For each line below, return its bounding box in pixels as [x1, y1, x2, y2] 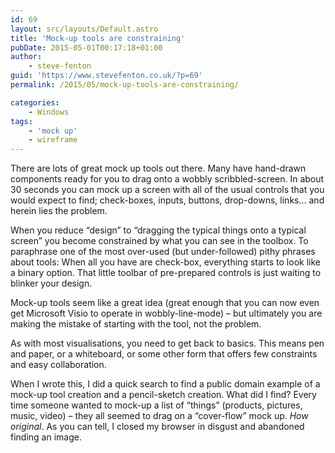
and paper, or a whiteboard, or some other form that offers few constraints [10, 348, 318, 360]
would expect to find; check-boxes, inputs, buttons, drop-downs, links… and [10, 194, 325, 206]
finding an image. [10, 431, 82, 443]
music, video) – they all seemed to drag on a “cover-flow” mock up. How [10, 410, 309, 422]
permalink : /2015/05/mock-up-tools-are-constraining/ [10, 80, 240, 90]
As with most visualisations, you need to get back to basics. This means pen [10, 337, 325, 350]
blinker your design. [10, 277, 93, 290]
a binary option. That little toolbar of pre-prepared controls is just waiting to [10, 267, 322, 279]
